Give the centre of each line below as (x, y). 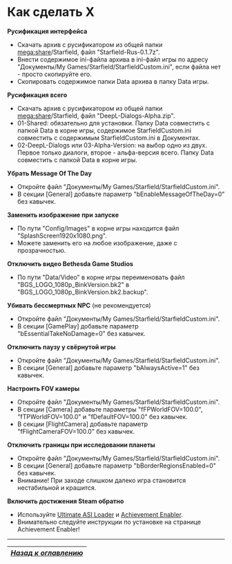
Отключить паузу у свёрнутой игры (61, 346)
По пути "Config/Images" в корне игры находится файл (98, 228)
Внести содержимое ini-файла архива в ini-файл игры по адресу (113, 59)
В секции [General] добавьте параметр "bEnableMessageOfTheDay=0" (121, 194)
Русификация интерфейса (47, 31)
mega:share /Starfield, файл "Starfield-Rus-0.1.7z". (88, 52)
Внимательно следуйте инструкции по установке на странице (109, 522)
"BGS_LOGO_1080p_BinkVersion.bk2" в (73, 284)
